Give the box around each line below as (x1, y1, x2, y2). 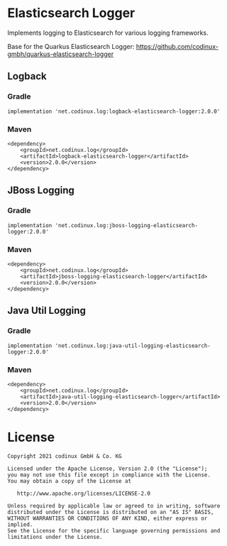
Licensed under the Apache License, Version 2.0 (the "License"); (7, 465, 208, 472)
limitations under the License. (7, 533, 103, 540)
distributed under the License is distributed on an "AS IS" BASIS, (7, 508, 214, 515)
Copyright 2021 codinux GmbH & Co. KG (7, 452, 122, 459)
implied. (7, 520, 33, 528)
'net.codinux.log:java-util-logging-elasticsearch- (55, 342, 211, 349)
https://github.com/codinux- (135, 42, 218, 50)
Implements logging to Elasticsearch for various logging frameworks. (7, 28, 209, 37)
